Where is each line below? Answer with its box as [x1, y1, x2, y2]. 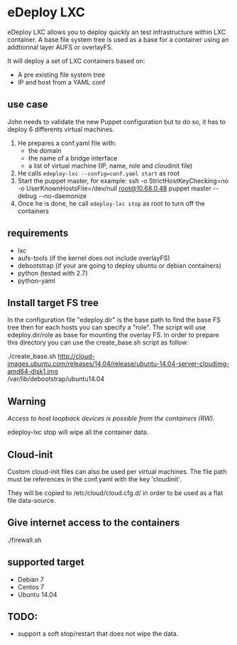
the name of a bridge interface [28, 153, 118, 162]
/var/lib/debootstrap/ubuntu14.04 [7, 374, 105, 384]
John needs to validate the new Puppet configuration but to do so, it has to [7, 117, 226, 126]
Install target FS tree [7, 296, 99, 309]
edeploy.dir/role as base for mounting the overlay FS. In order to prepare [7, 331, 219, 340]
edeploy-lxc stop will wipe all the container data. [7, 428, 149, 437]
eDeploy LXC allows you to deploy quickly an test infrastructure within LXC [7, 28, 226, 36]
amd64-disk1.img [7, 367, 58, 376]
